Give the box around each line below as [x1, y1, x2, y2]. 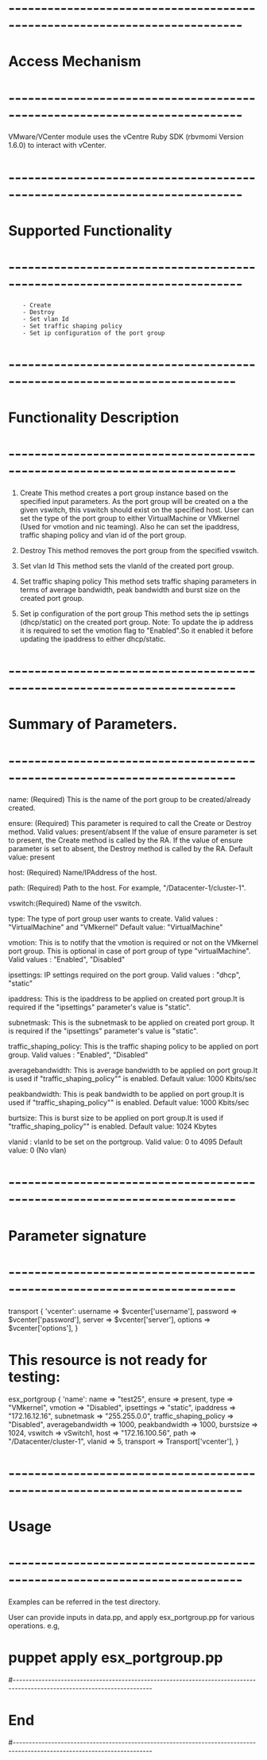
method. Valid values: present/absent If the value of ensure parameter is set [8, 827, 257, 837]
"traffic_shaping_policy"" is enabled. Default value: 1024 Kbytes [8, 1122, 217, 1131]
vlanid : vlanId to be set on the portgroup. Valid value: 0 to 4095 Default [8, 1137, 243, 1147]
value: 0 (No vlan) [8, 1146, 67, 1155]
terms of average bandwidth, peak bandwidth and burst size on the [19, 584, 241, 595]
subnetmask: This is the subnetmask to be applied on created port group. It [8, 1018, 255, 1028]
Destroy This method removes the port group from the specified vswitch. [19, 545, 260, 555]
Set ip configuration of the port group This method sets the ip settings [19, 608, 250, 618]
